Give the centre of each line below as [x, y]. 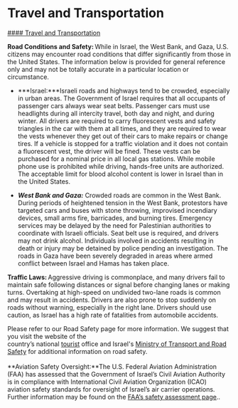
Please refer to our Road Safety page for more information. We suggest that [118, 328]
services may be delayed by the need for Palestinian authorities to [114, 225]
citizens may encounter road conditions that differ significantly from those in [119, 54]
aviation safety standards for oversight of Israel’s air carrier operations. [111, 389]
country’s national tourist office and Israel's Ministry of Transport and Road [117, 344]
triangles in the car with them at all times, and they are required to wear [122, 128]
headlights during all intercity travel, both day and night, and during [116, 113]
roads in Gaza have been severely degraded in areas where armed [115, 256]
